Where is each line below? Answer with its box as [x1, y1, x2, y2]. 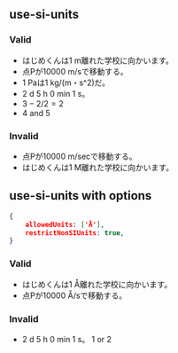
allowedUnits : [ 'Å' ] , [25, 220, 104, 229]
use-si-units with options [9, 188, 152, 203]
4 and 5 [21, 107, 50, 118]
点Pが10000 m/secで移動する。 [21, 151, 137, 161]
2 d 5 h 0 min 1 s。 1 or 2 [21, 333, 112, 344]
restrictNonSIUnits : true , [25, 228, 125, 238]
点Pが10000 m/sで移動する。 [21, 66, 128, 76]
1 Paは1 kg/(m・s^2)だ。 [21, 77, 111, 88]
